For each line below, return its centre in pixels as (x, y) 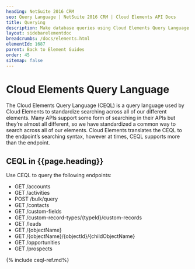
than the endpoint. (28, 143)
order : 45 (18, 55)
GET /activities (32, 193)
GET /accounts (32, 187)
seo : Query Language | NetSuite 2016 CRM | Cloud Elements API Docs (91, 17)
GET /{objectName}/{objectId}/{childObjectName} (75, 236)
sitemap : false (25, 60)
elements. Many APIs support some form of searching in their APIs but (91, 118)
